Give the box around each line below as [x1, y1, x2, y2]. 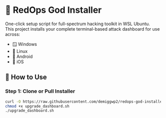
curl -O [5, 99, 21, 104]
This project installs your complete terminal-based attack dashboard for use [5, 26, 160, 32]
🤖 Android [12, 53, 33, 59]
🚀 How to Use [5, 73, 47, 81]
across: [5, 31, 21, 37]
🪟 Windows [12, 41, 37, 47]
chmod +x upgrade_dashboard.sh [5, 104, 70, 109]
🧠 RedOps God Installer [5, 4, 102, 16]
